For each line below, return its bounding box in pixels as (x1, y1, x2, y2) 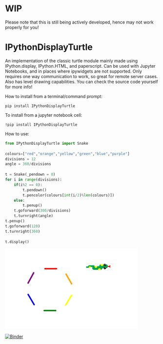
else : (14, 198, 25, 203)
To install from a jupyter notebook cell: (5, 112, 82, 118)
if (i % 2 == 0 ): (14, 182, 42, 187)
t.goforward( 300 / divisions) (14, 208, 71, 213)
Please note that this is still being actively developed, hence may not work (5, 19, 154, 25)
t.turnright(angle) (14, 213, 54, 218)
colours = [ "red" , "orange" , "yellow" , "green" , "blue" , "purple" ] (5, 151, 130, 156)
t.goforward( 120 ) (5, 224, 41, 229)
